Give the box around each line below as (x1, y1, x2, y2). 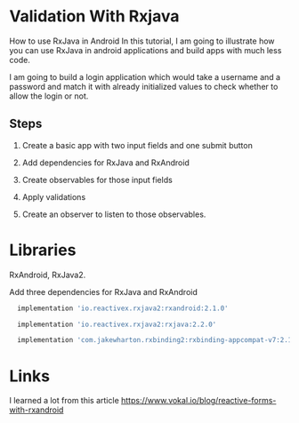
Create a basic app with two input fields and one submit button (21, 140, 254, 150)
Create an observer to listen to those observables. (21, 209, 206, 219)
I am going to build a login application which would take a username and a (9, 71, 281, 82)
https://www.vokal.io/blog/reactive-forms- (120, 395, 277, 406)
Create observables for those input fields (21, 174, 174, 185)
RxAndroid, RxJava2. (9, 269, 86, 280)
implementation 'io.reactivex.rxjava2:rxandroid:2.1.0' (17, 304, 229, 313)
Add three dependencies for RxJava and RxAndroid (9, 286, 198, 297)
